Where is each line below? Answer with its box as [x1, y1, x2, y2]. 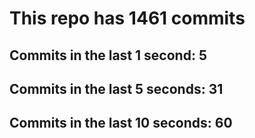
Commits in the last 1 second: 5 [9, 47, 207, 64]
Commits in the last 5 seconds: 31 [9, 80, 224, 97]
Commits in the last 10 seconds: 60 [9, 115, 233, 132]
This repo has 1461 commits [9, 7, 246, 30]
